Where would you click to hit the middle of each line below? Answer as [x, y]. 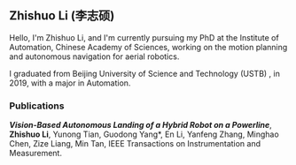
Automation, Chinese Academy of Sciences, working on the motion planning [148, 47]
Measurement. [35, 154]
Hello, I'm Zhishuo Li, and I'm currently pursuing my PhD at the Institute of [144, 37]
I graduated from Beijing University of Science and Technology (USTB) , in [145, 73]
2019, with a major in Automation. [70, 83]
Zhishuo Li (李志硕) [62, 16]
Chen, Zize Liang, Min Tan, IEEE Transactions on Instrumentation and [135, 144]
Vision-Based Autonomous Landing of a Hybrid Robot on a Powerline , [140, 125]
